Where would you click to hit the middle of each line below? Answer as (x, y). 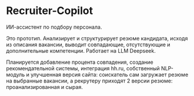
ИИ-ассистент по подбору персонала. (54, 27)
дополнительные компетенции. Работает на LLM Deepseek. (81, 50)
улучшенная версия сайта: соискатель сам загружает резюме (109, 74)
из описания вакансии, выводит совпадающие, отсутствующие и (88, 44)
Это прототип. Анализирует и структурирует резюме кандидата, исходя (97, 38)
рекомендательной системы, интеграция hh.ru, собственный (83, 68)
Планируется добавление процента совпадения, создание (80, 62)
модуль (16, 74)
